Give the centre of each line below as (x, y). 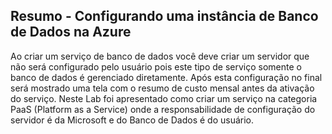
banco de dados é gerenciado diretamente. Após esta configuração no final (166, 77)
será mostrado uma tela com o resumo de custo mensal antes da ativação (162, 88)
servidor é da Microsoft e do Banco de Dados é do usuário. (132, 120)
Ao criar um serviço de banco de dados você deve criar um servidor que (160, 56)
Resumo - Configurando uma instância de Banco (164, 16)
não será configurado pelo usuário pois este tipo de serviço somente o (156, 66)
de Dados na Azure (71, 32)
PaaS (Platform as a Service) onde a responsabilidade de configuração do (163, 109)
